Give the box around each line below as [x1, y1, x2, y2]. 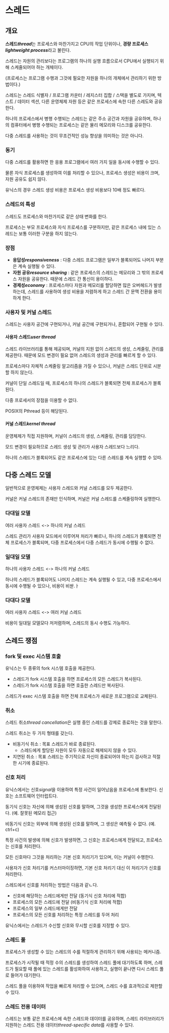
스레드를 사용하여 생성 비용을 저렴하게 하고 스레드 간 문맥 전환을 [27, 288, 153, 294]
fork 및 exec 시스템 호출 [5, 652, 62, 659]
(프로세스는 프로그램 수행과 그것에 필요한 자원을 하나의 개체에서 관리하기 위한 [5, 75, 156, 81]
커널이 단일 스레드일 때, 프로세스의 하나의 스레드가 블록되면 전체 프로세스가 [5, 380, 152, 386]
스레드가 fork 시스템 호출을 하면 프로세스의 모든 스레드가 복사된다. [12, 676, 142, 682]
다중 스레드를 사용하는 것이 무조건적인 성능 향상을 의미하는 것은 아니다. [5, 133, 144, 138]
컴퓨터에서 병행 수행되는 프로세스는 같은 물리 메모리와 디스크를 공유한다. [10, 122, 152, 128]
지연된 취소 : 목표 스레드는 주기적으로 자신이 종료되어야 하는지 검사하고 [12, 754, 151, 760]
